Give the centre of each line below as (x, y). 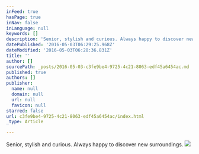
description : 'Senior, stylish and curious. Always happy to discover (95, 39)
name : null (25, 89)
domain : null (28, 94)
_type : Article (25, 122)
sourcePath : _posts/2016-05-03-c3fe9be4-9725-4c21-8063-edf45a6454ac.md (98, 67)
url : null (23, 100)
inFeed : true (22, 12)
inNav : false (22, 23)
